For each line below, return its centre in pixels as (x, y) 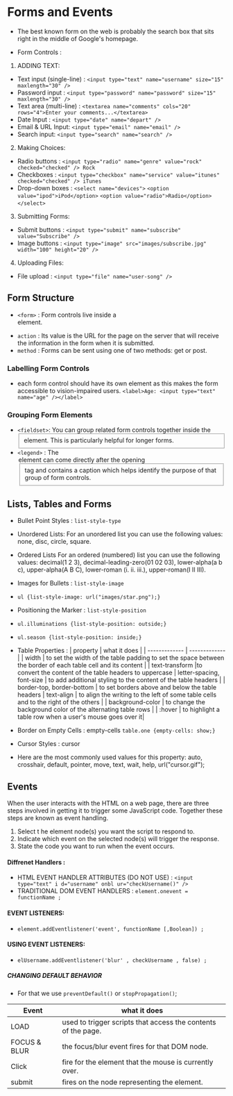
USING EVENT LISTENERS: (46, 945)
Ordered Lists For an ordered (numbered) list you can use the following (119, 555)
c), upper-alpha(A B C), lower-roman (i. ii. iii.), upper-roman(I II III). (112, 570)
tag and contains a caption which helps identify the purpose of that (121, 470)
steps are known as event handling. (58, 818)
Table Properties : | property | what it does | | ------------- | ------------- (121, 651)
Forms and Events (60, 12)
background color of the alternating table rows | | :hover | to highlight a (119, 710)
